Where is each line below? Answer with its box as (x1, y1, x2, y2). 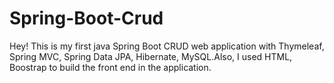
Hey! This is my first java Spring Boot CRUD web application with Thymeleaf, (9, 40, 325, 52)
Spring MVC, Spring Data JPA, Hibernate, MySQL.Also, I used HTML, (9, 50, 293, 62)
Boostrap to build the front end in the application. (9, 61, 212, 73)
